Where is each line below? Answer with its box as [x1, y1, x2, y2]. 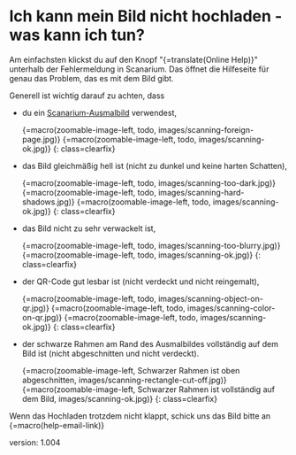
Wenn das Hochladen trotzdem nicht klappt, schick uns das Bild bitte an [9, 410, 271, 421]
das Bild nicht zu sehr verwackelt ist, [21, 223, 156, 234]
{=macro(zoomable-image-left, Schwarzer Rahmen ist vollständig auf [21, 383, 276, 395]
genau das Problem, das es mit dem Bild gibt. [9, 73, 174, 83]
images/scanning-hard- [157, 187, 245, 197]
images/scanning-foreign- [157, 124, 254, 135]
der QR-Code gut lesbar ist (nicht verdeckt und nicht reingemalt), [21, 276, 260, 287]
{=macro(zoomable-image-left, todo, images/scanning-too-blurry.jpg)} [21, 240, 281, 251]
